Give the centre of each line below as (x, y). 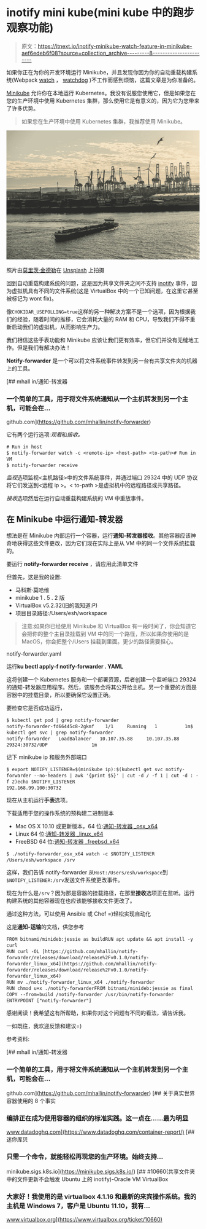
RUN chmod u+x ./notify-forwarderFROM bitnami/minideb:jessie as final (100, 988)
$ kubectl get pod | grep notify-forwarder (63, 720)
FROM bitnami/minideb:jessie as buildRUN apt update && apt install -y (100, 939)
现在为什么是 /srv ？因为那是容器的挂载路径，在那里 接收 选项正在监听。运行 (101, 893)
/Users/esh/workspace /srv (41, 860)
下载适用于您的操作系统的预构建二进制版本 (60, 813)
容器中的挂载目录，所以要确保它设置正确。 (60, 694)
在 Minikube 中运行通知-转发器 (65, 520)
